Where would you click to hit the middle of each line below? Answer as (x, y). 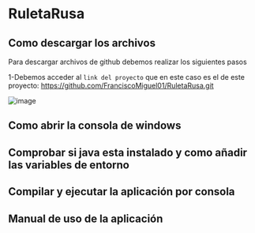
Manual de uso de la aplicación (86, 218)
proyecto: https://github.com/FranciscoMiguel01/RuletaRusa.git (111, 85)
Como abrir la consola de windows (95, 126)
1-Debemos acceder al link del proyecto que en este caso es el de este (126, 77)
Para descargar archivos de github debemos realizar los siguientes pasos (127, 62)
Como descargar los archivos (82, 43)
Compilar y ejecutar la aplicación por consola (122, 192)
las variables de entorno (69, 165)
